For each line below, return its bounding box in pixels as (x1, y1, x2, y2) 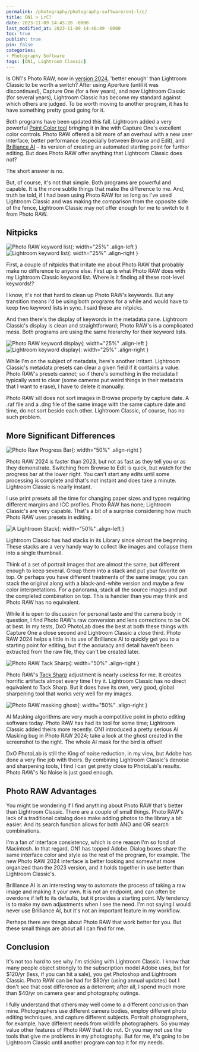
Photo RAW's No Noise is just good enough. (6, 769, 114, 776)
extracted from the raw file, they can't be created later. (6, 648, 140, 656)
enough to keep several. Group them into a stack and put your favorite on (6, 567, 186, 574)
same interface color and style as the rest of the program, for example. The (6, 851, 191, 858)
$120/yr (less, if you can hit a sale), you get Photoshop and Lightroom (6, 970, 177, 978)
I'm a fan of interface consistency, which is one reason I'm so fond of (6, 839, 176, 846)
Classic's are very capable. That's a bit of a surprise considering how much (6, 508, 191, 515)
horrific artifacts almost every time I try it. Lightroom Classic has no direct (6, 678, 187, 685)
